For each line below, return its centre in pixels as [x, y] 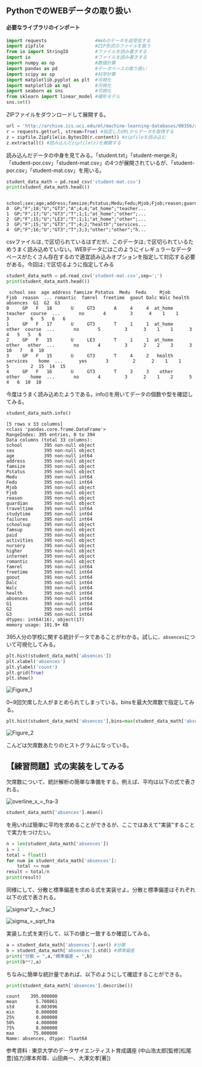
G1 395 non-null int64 [50, 604]
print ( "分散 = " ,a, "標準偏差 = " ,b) [49, 956]
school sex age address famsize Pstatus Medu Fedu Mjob [90, 293]
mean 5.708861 [32, 1002]
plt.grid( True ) [25, 673]
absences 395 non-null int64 [50, 598]
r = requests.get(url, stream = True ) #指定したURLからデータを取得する [90, 132]
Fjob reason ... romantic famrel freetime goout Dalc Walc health [98, 298]
